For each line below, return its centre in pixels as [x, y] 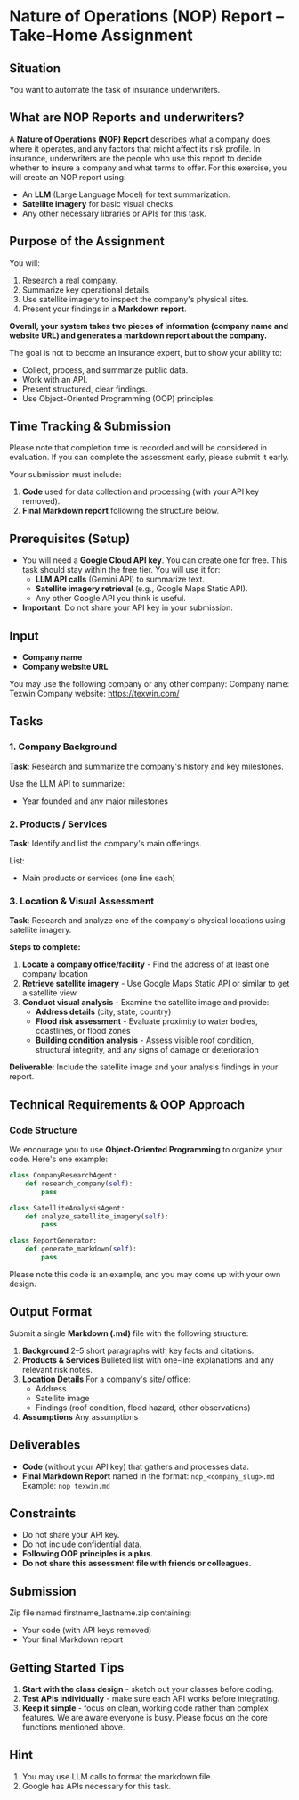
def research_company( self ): [79, 1184]
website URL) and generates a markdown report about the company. [138, 335]
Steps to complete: [45, 947]
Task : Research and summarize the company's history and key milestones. [147, 766]
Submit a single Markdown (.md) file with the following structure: [129, 1333]
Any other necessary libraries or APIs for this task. [114, 213]
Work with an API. [55, 379]
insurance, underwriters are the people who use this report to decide [136, 158]
